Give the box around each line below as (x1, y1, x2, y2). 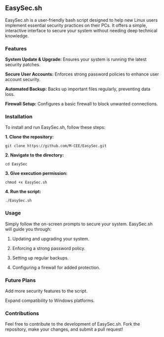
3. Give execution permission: (5, 170, 68, 176)
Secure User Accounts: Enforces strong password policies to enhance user (5, 71, 159, 77)
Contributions (5, 310, 39, 317)
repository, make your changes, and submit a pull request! (5, 326, 123, 333)
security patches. (5, 62, 41, 68)
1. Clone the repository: (5, 134, 54, 140)
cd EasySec (5, 162, 28, 167)
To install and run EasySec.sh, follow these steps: (5, 125, 106, 130)
